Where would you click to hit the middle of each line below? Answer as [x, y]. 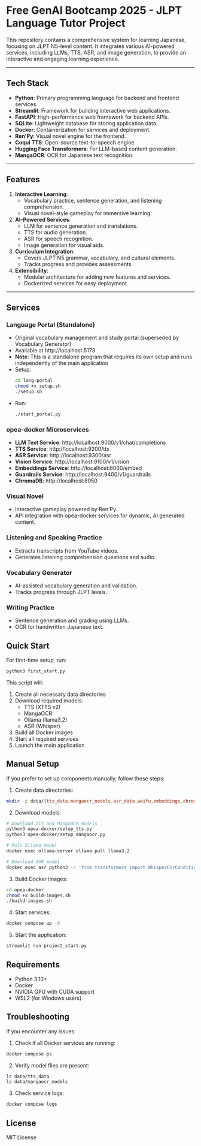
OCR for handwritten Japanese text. [59, 627]
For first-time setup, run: [36, 661]
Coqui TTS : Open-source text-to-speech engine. [75, 142]
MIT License [22, 1138]
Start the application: [41, 935]
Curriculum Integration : [45, 251]
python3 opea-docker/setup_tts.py [49, 829]
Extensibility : [32, 270]
